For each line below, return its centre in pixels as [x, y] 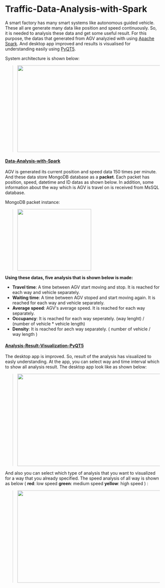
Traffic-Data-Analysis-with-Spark [76, 9]
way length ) [25, 334]
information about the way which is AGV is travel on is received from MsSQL [82, 188]
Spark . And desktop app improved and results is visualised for [68, 43]
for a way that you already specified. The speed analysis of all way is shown [82, 478]
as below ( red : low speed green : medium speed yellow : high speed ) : [77, 484]
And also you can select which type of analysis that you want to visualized [80, 473]
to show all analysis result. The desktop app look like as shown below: [76, 367]
